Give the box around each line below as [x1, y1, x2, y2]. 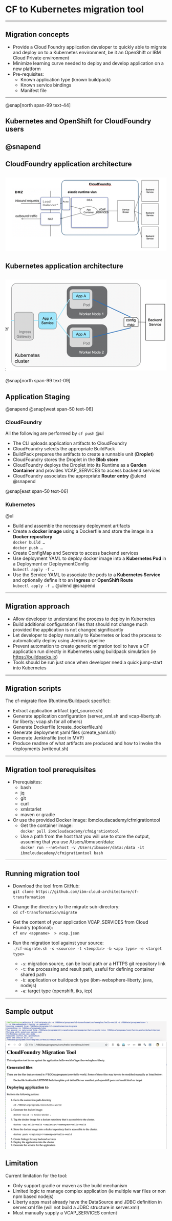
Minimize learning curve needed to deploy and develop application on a [12, 60, 164, 66]
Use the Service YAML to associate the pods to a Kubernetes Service [12, 572, 161, 578]
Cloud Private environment [12, 55, 70, 61]
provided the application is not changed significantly [12, 626, 124, 633]
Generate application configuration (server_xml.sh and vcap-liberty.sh [12, 713, 161, 719]
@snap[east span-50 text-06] [5, 488, 68, 494]
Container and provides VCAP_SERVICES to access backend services [12, 467, 161, 474]
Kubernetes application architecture [5, 262, 124, 271]
